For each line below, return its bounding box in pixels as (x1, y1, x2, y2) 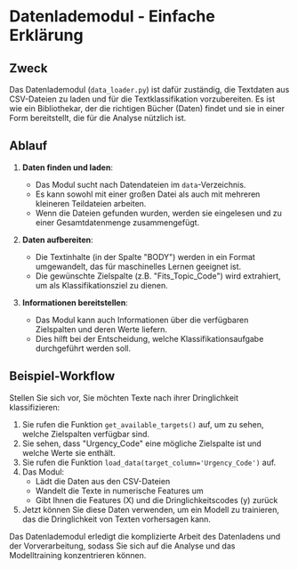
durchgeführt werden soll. (35, 343, 132, 354)
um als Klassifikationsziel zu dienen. (35, 280, 169, 290)
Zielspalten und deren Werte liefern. (35, 323, 167, 335)
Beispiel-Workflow (9, 369, 116, 384)
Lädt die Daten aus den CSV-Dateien (35, 476, 171, 486)
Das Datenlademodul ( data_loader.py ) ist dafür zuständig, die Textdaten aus (9, 85, 290, 94)
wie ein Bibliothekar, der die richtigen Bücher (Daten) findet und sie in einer (9, 103, 285, 113)
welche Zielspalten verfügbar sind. (21, 428, 149, 439)
